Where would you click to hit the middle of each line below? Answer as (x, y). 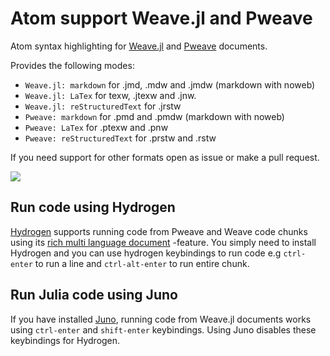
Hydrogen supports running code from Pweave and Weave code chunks (159, 231)
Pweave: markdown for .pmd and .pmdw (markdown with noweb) (154, 116)
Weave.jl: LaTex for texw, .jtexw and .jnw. (110, 95)
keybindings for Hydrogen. (65, 340)
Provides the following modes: (72, 65)
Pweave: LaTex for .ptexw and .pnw (96, 127)
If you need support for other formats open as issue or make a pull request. (165, 157)
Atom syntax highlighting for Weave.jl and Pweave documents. (139, 46)
